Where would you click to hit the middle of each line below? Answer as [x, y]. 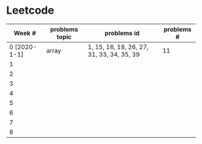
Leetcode [30, 10]
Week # [25, 33]
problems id [122, 33]
